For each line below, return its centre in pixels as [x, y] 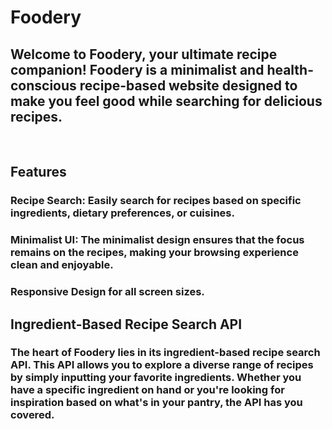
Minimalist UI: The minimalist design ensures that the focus [157, 240]
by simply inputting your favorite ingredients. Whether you [156, 378]
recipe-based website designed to [188, 85]
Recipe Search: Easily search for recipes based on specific [156, 201]
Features [38, 172]
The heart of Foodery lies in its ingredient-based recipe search [165, 353]
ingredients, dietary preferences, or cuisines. [122, 213]
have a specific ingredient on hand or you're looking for [147, 390]
